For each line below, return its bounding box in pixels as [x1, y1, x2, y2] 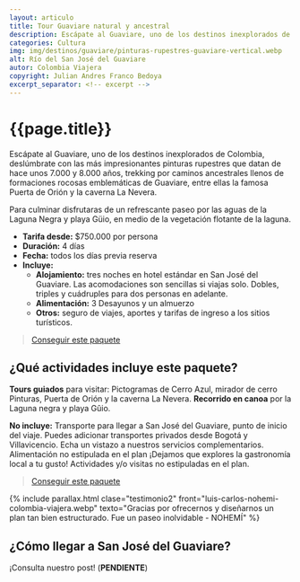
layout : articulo [9, 13, 74, 22]
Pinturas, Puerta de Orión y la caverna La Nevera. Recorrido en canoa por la [9, 393, 292, 404]
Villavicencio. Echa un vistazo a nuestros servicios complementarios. [9, 439, 264, 450]
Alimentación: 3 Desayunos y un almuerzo [35, 297, 195, 308]
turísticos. [35, 316, 73, 328]
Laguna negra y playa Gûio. [9, 403, 111, 414]
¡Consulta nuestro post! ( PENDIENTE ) [9, 562, 149, 573]
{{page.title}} [9, 119, 112, 139]
